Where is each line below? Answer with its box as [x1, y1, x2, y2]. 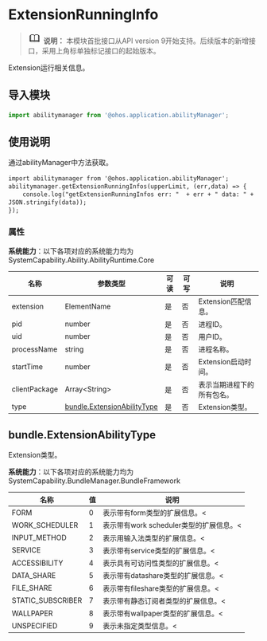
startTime [11, 361, 44, 372]
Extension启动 [198, 357, 245, 367]
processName [11, 344, 58, 354]
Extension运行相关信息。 [8, 62, 90, 73]
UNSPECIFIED [11, 620, 58, 631]
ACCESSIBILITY [11, 558, 64, 568]
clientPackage [11, 384, 58, 394]
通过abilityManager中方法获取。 [8, 158, 114, 167]
